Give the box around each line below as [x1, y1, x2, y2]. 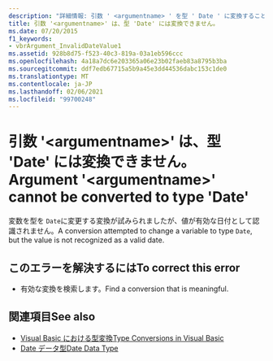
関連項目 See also [8, 310, 96, 324]
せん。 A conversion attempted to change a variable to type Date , [36, 226, 253, 236]
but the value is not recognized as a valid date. [8, 235, 165, 245]
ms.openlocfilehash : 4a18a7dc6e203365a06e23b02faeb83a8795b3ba [8, 58, 227, 66]
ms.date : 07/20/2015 [8, 27, 79, 35]
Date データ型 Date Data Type [19, 343, 119, 353]
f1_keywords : [8, 34, 53, 43]
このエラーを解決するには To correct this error [8, 261, 240, 275]
